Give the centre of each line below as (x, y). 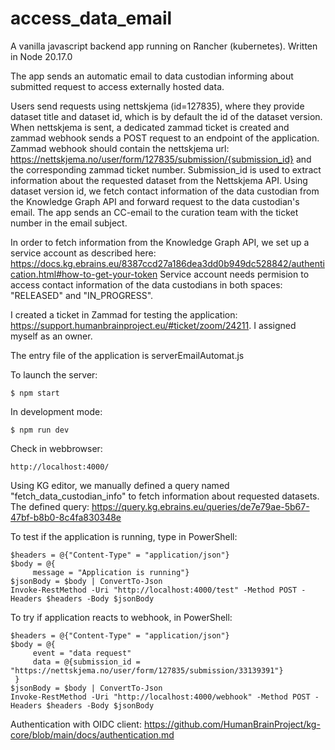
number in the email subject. (69, 223)
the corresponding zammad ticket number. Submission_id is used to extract (166, 169)
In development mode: (56, 411)
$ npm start (35, 393)
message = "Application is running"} (111, 572)
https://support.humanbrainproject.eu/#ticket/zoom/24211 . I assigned (153, 325)
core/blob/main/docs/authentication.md (92, 734)
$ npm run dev (40, 430)
